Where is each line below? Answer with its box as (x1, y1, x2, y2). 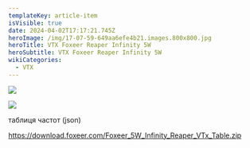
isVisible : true (8, 19, 62, 27)
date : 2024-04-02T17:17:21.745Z (8, 26, 115, 34)
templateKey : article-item (8, 11, 98, 20)
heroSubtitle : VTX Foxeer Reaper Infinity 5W (8, 49, 162, 56)
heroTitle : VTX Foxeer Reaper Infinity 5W (8, 41, 151, 49)
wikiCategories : (8, 56, 62, 64)
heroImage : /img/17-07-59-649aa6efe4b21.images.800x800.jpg (8, 33, 213, 42)
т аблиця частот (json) (8, 115, 81, 124)
